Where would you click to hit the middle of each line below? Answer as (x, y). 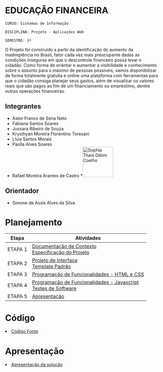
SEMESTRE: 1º (18, 41)
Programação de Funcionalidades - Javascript (85, 282)
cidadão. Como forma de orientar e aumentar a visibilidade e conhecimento (81, 65)
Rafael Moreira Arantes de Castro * (47, 175)
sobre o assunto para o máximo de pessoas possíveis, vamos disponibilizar (81, 70)
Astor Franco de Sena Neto (39, 118)
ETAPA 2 (18, 263)
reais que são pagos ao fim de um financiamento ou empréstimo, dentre (78, 86)
